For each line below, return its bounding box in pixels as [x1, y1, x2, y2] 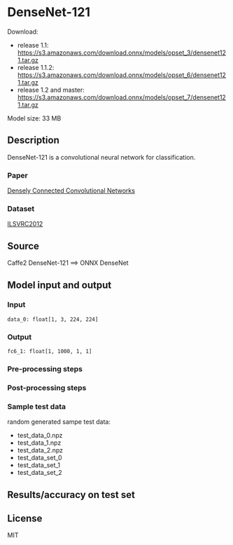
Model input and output [7, 279, 112, 291]
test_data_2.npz [17, 446, 64, 455]
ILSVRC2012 [7, 220, 43, 228]
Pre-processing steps [7, 364, 83, 374]
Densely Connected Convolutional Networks [7, 186, 135, 195]
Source [7, 240, 40, 252]
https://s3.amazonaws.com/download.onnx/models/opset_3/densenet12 [17, 48, 226, 57]
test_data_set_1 [17, 461, 61, 469]
